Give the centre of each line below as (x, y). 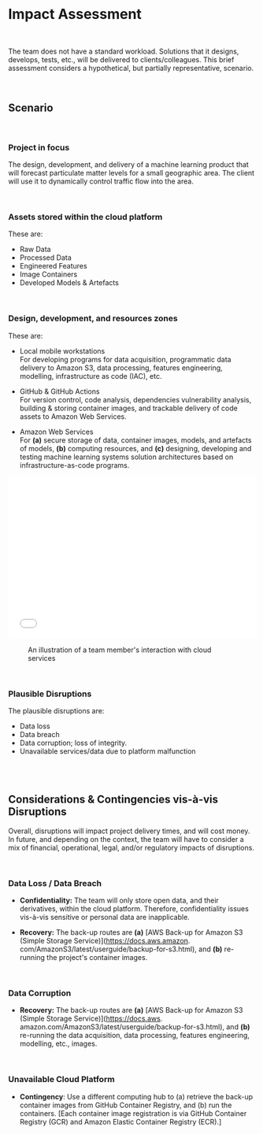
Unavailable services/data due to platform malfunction (107, 751)
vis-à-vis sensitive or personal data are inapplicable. (105, 917)
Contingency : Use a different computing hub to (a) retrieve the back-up (136, 1096)
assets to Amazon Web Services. (73, 416)
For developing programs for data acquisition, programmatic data (125, 359)
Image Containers (48, 274)
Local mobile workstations (62, 350)
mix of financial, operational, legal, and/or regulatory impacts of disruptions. (131, 847)
